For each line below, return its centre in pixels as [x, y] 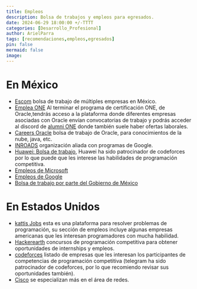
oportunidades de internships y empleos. [65, 248]
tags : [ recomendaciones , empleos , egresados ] [60, 39]
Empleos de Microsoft [41, 170]
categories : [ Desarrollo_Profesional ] [54, 28]
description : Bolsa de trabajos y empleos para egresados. [80, 17]
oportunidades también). [45, 273]
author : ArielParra [30, 34]
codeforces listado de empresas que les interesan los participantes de [100, 254]
